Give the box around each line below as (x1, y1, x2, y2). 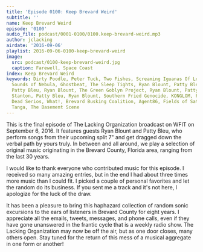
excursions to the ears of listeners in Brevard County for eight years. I (6, 208, 179, 215)
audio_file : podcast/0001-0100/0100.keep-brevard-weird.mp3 (6, 31, 161, 37)
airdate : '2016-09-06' (6, 43, 63, 49)
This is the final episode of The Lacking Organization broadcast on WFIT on (6, 121, 195, 128)
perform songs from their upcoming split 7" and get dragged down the (6, 133, 182, 140)
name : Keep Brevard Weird (6, 20, 71, 26)
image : (6, 54, 23, 60)
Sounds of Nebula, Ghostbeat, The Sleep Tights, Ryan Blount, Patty (11, 82, 188, 88)
